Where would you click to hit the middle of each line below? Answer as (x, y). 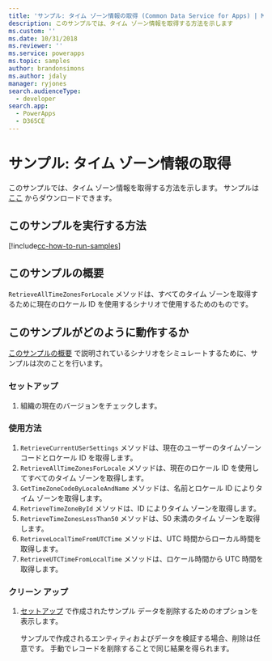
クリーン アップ (38, 591)
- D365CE (30, 121)
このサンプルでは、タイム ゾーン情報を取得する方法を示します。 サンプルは (134, 188)
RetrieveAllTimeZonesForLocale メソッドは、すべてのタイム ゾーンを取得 (130, 294)
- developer (36, 99)
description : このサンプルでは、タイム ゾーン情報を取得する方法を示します (121, 23)
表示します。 (41, 621)
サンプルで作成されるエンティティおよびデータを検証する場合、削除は (136, 638)
